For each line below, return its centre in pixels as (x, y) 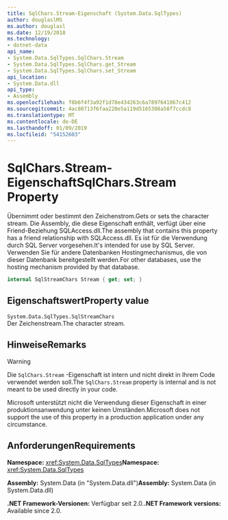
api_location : (27, 77)
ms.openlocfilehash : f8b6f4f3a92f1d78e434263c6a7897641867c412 (99, 103)
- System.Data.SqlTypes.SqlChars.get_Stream (72, 64)
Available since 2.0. (34, 510)
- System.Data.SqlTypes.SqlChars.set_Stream (72, 70)
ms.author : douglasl (37, 26)
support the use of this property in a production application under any (105, 417)
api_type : (21, 90)
